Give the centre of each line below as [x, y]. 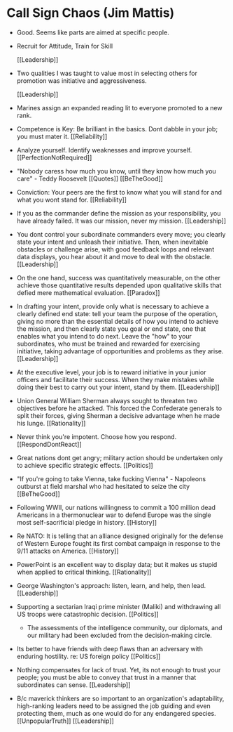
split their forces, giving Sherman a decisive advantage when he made [118, 415]
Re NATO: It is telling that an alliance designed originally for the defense [120, 536]
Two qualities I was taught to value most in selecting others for [107, 73]
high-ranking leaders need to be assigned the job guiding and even [113, 706]
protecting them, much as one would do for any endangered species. [116, 713]
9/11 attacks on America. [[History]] [68, 551]
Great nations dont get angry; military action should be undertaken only [120, 457]
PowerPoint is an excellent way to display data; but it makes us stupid [117, 564]
